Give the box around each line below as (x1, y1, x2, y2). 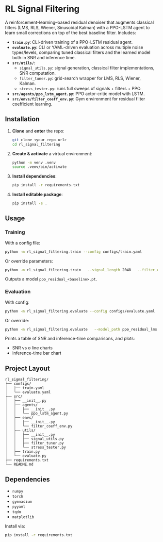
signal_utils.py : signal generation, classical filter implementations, (19, 65, 155, 71)
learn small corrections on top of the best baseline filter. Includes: (5, 30, 136, 35)
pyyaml (12, 505, 26, 509)
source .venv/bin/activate (12, 164, 67, 169)
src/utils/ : (12, 60, 35, 66)
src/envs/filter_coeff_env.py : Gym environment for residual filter (12, 96, 146, 101)
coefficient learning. (12, 101, 52, 107)
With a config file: (5, 240, 40, 246)
